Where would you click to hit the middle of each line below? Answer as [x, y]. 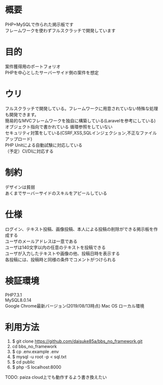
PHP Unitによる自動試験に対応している [44, 145]
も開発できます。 [22, 115]
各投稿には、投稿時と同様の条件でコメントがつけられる [60, 259]
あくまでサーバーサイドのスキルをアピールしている [56, 193]
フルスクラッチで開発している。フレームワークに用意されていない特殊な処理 [81, 108]
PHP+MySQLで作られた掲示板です [39, 24]
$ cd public [23, 362]
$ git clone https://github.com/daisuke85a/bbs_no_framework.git [77, 341]
